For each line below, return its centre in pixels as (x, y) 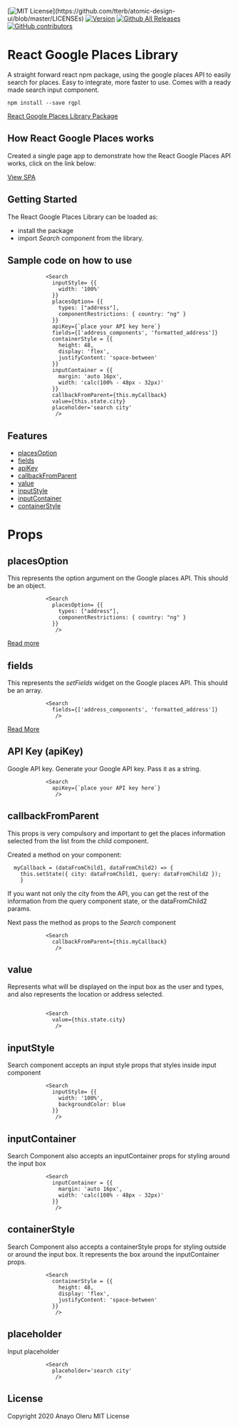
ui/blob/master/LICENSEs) (46, 19)
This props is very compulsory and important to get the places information (117, 833)
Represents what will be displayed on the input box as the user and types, (116, 986)
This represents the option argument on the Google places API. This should (118, 578)
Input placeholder (33, 1351)
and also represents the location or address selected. (86, 994)
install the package (45, 230)
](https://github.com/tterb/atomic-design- (114, 11)
